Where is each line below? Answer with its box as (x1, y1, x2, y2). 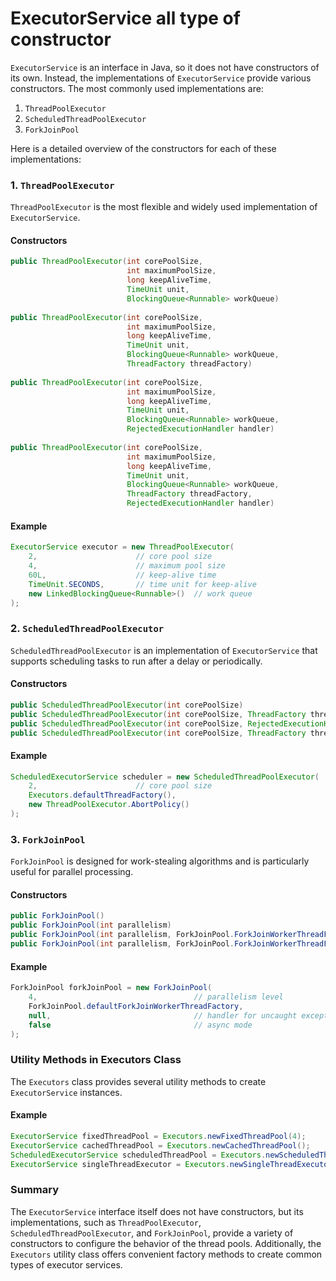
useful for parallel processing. (10, 866, 134, 878)
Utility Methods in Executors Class (10, 1053, 182, 1067)
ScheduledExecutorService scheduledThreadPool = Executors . (10, 1150, 267, 1160)
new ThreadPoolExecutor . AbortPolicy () (28, 800, 190, 810)
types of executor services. (10, 1258, 123, 1271)
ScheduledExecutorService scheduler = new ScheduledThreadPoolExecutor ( (10, 772, 320, 782)
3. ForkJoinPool (10, 832, 86, 846)
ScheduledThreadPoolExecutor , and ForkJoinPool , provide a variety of (10, 1227, 294, 1239)
